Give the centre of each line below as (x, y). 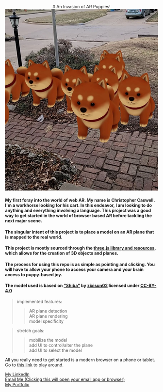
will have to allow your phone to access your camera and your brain (74, 269)
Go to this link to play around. (34, 365)
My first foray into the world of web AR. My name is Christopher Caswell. (80, 200)
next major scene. (24, 220)
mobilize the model (48, 340)
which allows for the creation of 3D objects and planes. (62, 253)
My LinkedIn (17, 374)
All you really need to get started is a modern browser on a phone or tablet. (80, 360)
